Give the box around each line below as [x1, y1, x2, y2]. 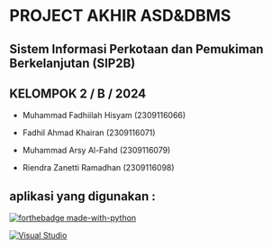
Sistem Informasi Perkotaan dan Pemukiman [9, 41, 264, 57]
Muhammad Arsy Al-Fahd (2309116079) [22, 145, 171, 156]
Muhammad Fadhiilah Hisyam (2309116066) [22, 110, 186, 121]
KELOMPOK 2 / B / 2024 [9, 86, 147, 101]
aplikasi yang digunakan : [9, 189, 156, 204]
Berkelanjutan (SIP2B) [9, 55, 136, 70]
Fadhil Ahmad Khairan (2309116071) [22, 127, 156, 138]
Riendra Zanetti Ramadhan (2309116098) [22, 162, 175, 173]
